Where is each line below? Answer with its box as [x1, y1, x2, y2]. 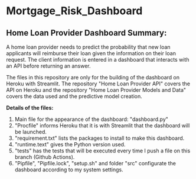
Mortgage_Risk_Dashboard [6, 4, 143, 18]
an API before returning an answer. [6, 62, 91, 69]
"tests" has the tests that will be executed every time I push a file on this [14, 147, 191, 154]
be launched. [14, 129, 47, 135]
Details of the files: [6, 104, 54, 111]
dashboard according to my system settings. [14, 166, 123, 173]
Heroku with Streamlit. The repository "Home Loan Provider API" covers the [6, 80, 191, 87]
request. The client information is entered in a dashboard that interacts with [6, 56, 190, 63]
